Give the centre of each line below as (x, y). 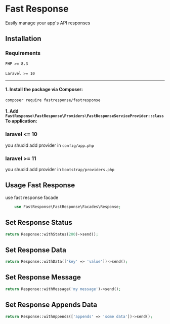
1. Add (12, 111)
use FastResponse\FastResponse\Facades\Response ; (68, 207)
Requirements (23, 53)
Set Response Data (36, 250)
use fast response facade (32, 197)
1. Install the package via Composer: (44, 90)
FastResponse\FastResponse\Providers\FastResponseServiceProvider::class (85, 116)
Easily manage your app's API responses (48, 23)
